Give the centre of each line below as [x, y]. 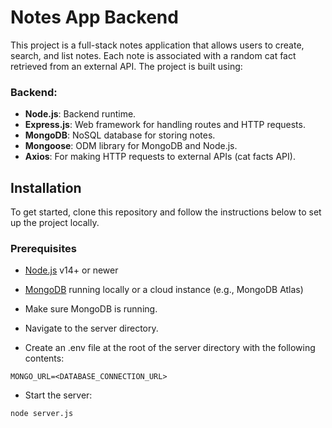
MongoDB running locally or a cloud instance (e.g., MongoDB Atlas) [164, 290]
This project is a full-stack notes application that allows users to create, [157, 45]
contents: [44, 358]
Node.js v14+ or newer [71, 270]
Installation [46, 187]
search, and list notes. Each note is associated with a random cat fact [153, 55]
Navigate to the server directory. [91, 328]
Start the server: [58, 395]
